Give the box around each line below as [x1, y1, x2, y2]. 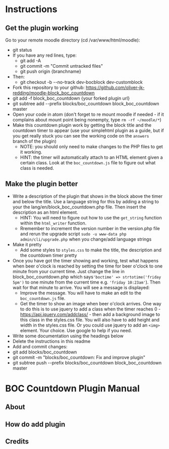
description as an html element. [12, 209, 78, 215]
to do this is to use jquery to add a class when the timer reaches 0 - [20, 306, 161, 312]
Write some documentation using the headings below [12, 333, 124, 339]
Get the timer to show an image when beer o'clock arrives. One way [20, 300, 161, 306]
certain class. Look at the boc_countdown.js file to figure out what [20, 160, 156, 165]
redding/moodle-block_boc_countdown [12, 90, 95, 96]
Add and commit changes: [12, 343, 68, 349]
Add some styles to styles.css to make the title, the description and [20, 247, 161, 253]
